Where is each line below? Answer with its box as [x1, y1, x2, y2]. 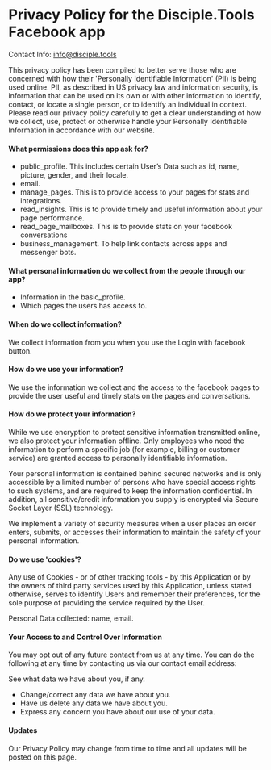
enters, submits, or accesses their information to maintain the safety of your [8, 527, 261, 537]
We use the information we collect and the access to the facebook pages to [8, 382, 260, 392]
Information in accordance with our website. [8, 125, 155, 135]
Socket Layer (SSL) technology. [8, 503, 114, 513]
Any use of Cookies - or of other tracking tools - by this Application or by [8, 572, 252, 582]
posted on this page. [8, 752, 77, 762]
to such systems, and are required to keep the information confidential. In [8, 486, 252, 496]
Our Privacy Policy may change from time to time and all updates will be [8, 743, 248, 753]
